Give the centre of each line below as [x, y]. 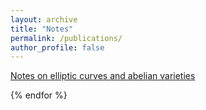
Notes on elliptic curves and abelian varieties [103, 76]
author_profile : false [57, 47]
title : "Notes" [42, 29]
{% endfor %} [39, 95]
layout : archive [44, 19]
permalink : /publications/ [66, 38]
